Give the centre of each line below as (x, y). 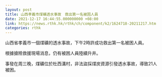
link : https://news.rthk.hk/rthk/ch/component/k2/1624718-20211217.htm (81, 23)
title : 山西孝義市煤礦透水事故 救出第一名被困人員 (52, 14)
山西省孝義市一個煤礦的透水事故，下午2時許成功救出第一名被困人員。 (76, 43)
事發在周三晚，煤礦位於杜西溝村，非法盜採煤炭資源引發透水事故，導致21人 (81, 64)
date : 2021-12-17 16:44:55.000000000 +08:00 (52, 19)
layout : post (19, 10)
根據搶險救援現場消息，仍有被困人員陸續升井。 (53, 53)
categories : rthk (23, 28)
